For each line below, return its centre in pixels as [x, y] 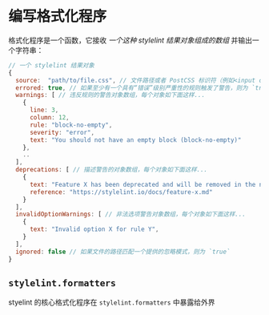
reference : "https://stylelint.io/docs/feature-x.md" [121, 192]
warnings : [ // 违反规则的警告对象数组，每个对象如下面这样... [110, 95]
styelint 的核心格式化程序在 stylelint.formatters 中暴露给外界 [112, 302]
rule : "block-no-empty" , [71, 125]
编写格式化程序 [58, 16]
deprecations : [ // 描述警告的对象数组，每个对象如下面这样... [112, 170]
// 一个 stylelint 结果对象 [51, 65]
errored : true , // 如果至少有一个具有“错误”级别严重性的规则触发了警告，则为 [132, 88]
